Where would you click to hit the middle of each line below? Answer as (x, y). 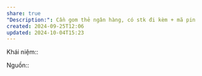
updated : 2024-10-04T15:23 (45, 33)
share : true (24, 13)
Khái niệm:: (22, 52)
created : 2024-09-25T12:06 (45, 26)
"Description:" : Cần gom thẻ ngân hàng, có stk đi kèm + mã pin (101, 20)
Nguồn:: (18, 65)
